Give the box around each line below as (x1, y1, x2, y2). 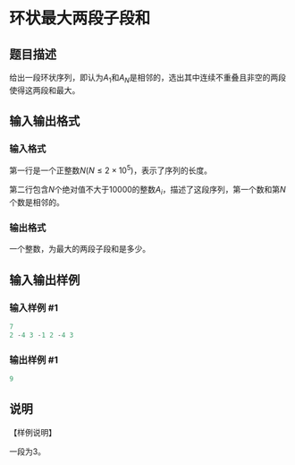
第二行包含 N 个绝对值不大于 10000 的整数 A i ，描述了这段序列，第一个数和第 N (9, 185, 286, 197)
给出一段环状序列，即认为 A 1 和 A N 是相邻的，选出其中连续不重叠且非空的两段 (9, 73, 286, 85)
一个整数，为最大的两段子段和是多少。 (9, 244, 150, 254)
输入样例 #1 (9, 301, 58, 314)
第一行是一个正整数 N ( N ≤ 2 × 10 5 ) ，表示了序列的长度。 (9, 163, 213, 176)
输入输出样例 (9, 272, 80, 288)
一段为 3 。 (9, 445, 46, 457)
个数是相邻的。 (9, 196, 64, 207)
